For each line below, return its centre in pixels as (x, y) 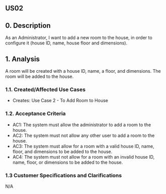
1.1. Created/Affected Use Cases (45, 89)
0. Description (28, 26)
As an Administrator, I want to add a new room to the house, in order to (79, 38)
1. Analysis (23, 59)
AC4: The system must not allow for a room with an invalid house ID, (84, 157)
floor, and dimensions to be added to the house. (62, 152)
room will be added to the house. (40, 77)
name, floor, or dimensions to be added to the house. (68, 162)
